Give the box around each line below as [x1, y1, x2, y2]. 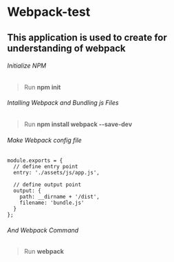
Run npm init [23, 83, 61, 91]
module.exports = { [7, 157, 63, 164]
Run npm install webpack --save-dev [23, 120, 133, 128]
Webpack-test [7, 4, 91, 20]
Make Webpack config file [7, 136, 83, 144]
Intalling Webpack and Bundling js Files [7, 99, 119, 107]
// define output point [13, 181, 81, 188]
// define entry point [13, 163, 78, 170]
